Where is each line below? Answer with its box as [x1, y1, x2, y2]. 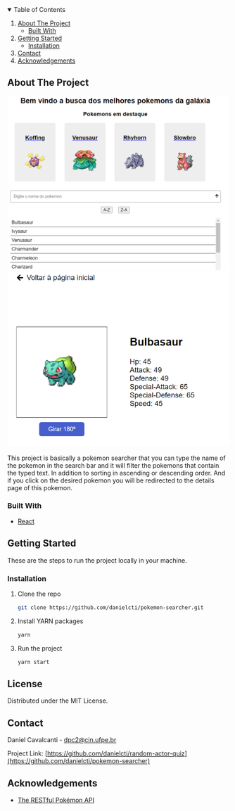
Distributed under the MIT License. [7, 696, 108, 705]
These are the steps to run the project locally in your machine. [7, 556, 188, 564]
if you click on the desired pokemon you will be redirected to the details [7, 476, 215, 485]
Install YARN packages [17, 617, 84, 625]
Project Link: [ [7, 749, 48, 758]
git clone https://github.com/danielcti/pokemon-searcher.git [17, 604, 204, 611]
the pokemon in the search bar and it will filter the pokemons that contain [7, 461, 220, 469]
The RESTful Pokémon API [17, 796, 95, 804]
